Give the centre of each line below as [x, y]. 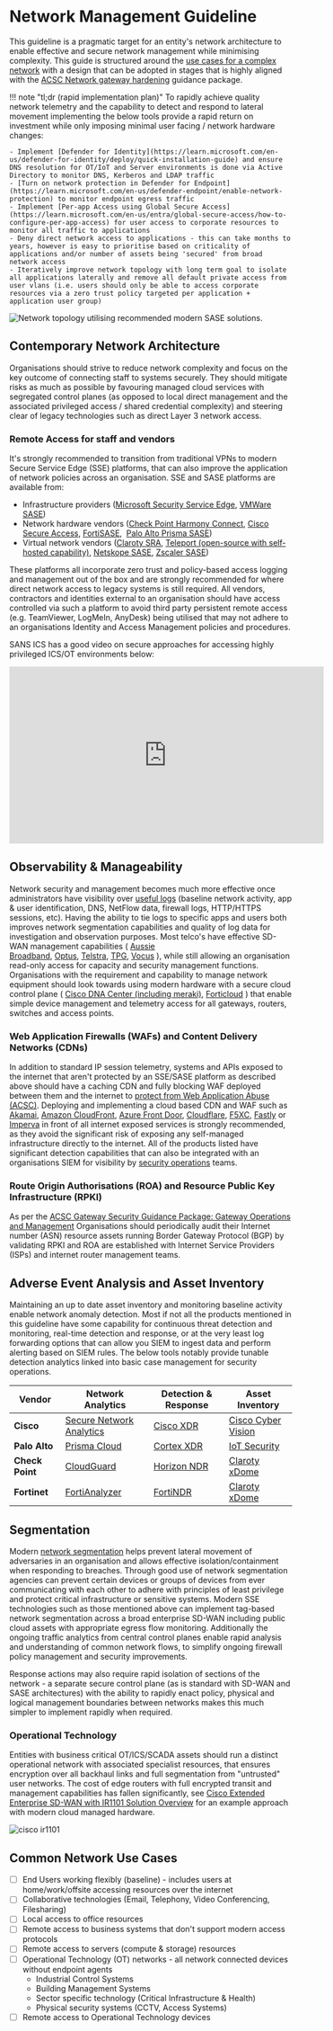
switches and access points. [62, 1012]
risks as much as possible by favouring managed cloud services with [137, 387]
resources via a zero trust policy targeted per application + [130, 293]
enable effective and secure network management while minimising [134, 50]
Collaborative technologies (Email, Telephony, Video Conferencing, [146, 1900]
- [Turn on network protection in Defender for [100, 183]
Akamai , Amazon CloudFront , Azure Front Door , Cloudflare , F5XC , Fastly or [148, 1115]
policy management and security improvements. [99, 1657]
